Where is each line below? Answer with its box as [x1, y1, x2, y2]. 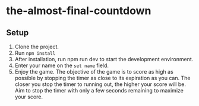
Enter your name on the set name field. [14, 62, 109, 69]
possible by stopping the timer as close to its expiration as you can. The [14, 75, 191, 81]
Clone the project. [14, 43, 59, 50]
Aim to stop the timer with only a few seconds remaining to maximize [14, 87, 184, 94]
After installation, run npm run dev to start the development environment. [14, 56, 194, 62]
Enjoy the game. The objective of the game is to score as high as [14, 68, 173, 75]
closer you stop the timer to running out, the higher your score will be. [14, 81, 186, 88]
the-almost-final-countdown [6, 4, 151, 18]
